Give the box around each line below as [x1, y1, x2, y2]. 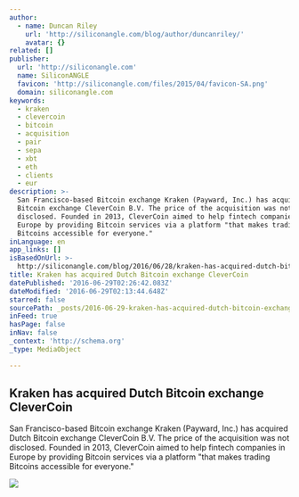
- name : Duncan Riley [17, 21, 98, 30]
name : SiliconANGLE [17, 71, 90, 80]
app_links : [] [9, 245, 62, 254]
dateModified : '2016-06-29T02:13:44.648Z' [9, 286, 169, 295]
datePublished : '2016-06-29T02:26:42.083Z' [9, 278, 174, 287]
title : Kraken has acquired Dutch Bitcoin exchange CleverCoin [9, 270, 249, 279]
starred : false [9, 295, 66, 304]
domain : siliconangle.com [17, 87, 114, 96]
